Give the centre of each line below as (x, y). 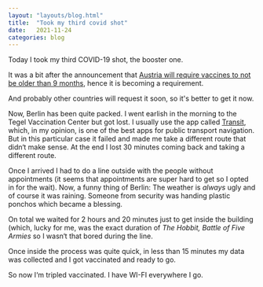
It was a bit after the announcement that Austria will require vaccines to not (130, 75)
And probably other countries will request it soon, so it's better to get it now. (131, 98)
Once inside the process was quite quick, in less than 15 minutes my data (126, 252)
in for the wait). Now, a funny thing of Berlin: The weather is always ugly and (132, 188)
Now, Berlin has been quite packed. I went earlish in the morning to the (122, 114)
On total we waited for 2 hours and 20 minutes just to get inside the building (131, 219)
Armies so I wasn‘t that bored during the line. (80, 236)
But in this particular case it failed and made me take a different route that (127, 139)
